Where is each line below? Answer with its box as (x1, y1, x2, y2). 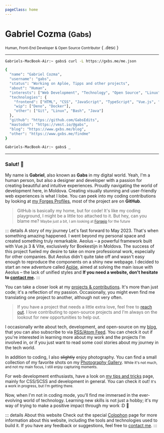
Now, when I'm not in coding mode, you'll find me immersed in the (5, 392, 138, 398)
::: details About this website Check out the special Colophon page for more (5, 412, 158, 418)
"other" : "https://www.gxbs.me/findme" (9, 131, 91, 136)
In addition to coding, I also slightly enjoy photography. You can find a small (5, 354, 157, 360)
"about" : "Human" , (9, 85, 47, 91)
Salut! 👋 (5, 161, 24, 168)
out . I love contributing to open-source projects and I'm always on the (17, 309, 158, 315)
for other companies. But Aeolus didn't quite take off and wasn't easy (5, 254, 145, 259)
